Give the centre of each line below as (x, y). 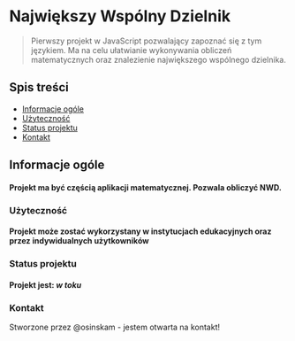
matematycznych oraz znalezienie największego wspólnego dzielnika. (159, 59)
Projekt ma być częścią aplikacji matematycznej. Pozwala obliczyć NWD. (146, 187)
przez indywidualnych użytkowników (79, 241)
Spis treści (39, 87)
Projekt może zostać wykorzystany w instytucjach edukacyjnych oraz (140, 231)
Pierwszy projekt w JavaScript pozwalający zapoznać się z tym (146, 41)
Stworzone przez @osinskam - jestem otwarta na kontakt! (115, 327)
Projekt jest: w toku (45, 284)
